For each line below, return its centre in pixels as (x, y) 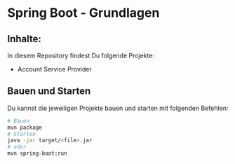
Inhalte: (25, 39)
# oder (17, 147)
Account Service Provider (55, 69)
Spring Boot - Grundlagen (83, 13)
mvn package (25, 128)
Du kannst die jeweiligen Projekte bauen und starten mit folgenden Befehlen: (118, 108)
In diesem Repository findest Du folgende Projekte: (81, 55)
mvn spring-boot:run (38, 153)
